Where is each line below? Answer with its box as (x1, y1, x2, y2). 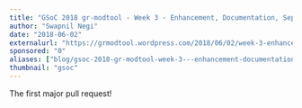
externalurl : (9, 38, 58, 48)
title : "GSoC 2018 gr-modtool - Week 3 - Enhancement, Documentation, (9, 13, 280, 22)
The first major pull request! (9, 87, 112, 99)
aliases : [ (9, 55, 50, 64)
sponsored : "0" (9, 47, 67, 56)
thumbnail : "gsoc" (9, 64, 78, 73)
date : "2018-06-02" (9, 30, 83, 39)
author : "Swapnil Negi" (9, 22, 99, 31)
